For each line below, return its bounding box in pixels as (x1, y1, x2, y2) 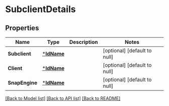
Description (69, 39, 98, 45)
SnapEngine (8, 79, 38, 86)
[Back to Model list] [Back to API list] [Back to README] (5, 95, 121, 101)
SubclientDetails (5, 4, 76, 15)
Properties (5, 24, 39, 32)
